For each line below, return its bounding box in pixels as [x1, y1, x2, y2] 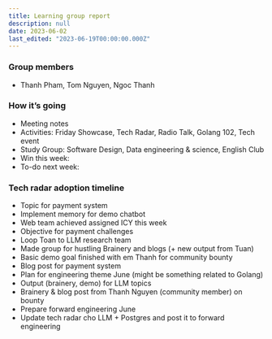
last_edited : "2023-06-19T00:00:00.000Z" [8, 34, 151, 43]
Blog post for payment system [19, 261, 122, 271]
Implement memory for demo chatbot [19, 209, 146, 219]
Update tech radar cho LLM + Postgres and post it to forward [19, 313, 225, 323]
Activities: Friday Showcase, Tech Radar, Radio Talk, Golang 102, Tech [19, 127, 256, 137]
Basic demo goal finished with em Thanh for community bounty [19, 253, 233, 263]
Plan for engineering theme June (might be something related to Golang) [19, 270, 264, 280]
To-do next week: [19, 162, 80, 172]
